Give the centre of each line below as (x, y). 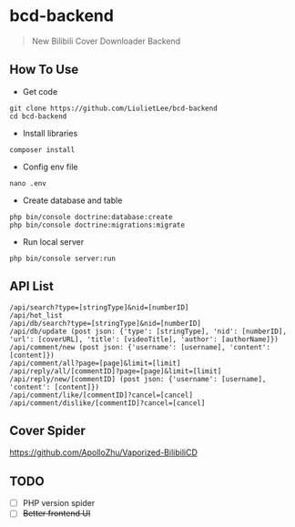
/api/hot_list (36, 315)
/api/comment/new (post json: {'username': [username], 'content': (140, 347)
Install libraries (50, 133)
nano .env (28, 183)
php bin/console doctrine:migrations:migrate (97, 225)
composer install (42, 150)
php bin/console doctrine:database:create (91, 217)
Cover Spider (48, 430)
